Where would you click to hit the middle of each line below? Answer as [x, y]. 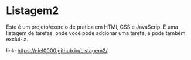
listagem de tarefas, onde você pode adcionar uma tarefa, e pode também [96, 33]
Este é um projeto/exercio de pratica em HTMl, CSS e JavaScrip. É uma [92, 27]
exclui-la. [17, 39]
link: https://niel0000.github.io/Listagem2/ [57, 50]
